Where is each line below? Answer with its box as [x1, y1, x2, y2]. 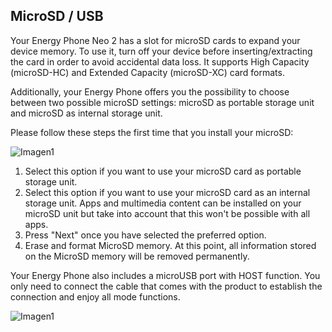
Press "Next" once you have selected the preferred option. [24, 229, 267, 241]
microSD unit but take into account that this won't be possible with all [24, 207, 311, 219]
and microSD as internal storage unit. [10, 107, 163, 119]
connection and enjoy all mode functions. [10, 290, 181, 303]
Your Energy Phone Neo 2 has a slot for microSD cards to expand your [10, 34, 301, 46]
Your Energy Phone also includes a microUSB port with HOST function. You [10, 269, 321, 281]
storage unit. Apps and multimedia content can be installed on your [24, 197, 302, 209]
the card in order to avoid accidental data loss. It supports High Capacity [10, 55, 310, 68]
